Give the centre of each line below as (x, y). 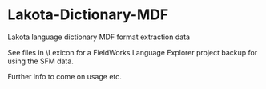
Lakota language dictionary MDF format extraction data (99, 37)
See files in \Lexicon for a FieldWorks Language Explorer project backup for (133, 52)
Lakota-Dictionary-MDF (88, 15)
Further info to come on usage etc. (64, 76)
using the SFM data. (40, 61)
